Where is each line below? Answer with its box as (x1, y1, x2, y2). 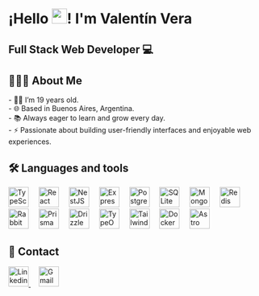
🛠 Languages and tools (8, 161, 129, 175)
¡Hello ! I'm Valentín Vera (8, 10, 192, 28)
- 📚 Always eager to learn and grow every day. (8, 113, 165, 123)
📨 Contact (8, 245, 60, 258)
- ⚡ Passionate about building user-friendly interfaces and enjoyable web (8, 125, 252, 135)
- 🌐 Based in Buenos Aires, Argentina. (8, 104, 135, 113)
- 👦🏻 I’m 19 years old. (8, 95, 79, 105)
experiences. (8, 137, 52, 146)
